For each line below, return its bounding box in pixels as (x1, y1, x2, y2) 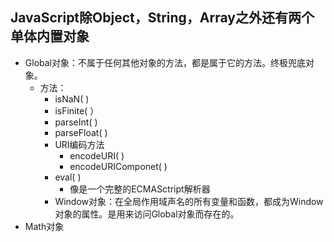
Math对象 (24, 220, 65, 232)
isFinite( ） (54, 104, 100, 117)
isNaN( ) (54, 93, 90, 105)
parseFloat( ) (54, 126, 108, 138)
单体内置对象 (10, 28, 90, 45)
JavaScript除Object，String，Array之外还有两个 (10, 9, 315, 27)
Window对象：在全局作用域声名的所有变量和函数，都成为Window (54, 195, 324, 207)
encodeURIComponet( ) (69, 160, 168, 172)
